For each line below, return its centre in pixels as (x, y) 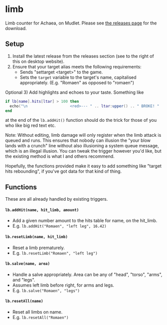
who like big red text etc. (30, 125)
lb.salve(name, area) (28, 264)
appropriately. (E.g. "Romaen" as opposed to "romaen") (77, 82)
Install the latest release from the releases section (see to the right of (83, 56)
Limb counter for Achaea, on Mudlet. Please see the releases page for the (81, 23)
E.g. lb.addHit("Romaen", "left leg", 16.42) (59, 226)
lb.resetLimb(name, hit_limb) (37, 237)
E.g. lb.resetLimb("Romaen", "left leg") (55, 253)
